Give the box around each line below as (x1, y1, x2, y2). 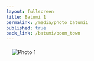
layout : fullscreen (6, 8, 54, 15)
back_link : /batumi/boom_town (6, 30, 81, 36)
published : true (6, 25, 46, 31)
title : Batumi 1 (6, 14, 46, 20)
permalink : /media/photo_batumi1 (6, 19, 89, 25)
